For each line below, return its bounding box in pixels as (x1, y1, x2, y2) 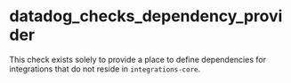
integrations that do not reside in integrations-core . (9, 64, 201, 74)
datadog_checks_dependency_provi (9, 6, 283, 26)
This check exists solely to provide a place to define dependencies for (9, 54, 267, 64)
